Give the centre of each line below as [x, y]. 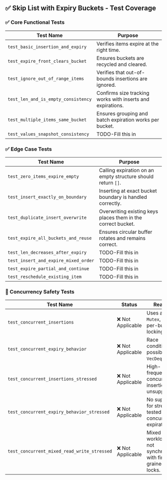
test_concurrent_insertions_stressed [52, 379]
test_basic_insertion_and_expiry [47, 47]
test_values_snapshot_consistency [48, 134]
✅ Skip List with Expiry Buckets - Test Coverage [81, 8]
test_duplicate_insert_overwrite [47, 217]
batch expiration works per [128, 120]
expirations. [110, 105]
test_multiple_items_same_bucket [47, 120]
